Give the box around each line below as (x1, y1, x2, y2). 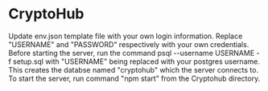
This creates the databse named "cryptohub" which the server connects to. (8, 65, 259, 74)
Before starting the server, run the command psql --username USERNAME (8, 48, 255, 57)
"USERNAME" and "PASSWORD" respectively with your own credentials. (8, 39, 249, 49)
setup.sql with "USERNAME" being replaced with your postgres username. (13, 57, 260, 66)
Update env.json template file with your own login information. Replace (8, 31, 243, 41)
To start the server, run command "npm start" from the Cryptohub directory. (8, 73, 261, 83)
